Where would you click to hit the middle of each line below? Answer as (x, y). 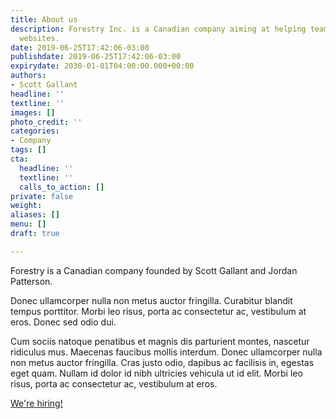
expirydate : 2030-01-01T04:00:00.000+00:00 (102, 66)
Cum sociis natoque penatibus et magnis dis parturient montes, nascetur (160, 341)
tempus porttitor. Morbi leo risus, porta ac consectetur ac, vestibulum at (158, 311)
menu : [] (28, 224)
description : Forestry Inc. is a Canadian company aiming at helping (158, 29)
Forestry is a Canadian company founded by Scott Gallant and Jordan (154, 270)
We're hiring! (36, 403)
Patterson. (31, 281)
